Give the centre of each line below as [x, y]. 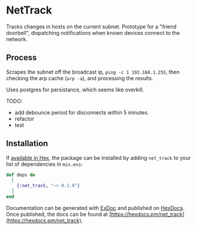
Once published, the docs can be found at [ [59, 214]
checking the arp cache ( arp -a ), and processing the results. [80, 78]
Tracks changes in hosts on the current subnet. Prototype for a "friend [91, 27]
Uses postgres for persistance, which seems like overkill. [75, 90]
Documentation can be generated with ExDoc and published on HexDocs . [95, 208]
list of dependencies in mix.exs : [44, 164]
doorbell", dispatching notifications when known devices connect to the [93, 32]
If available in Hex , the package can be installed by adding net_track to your [98, 157]
